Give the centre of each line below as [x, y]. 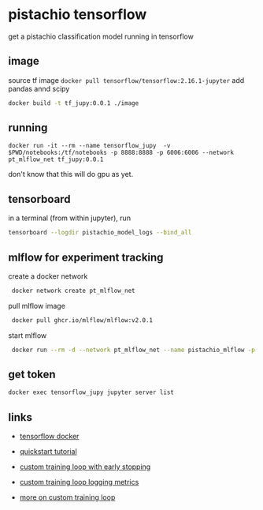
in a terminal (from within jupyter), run [70, 218]
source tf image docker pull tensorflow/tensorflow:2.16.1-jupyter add [126, 80]
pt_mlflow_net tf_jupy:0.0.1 [56, 159]
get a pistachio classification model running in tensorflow [101, 36]
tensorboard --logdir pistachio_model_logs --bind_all [100, 233]
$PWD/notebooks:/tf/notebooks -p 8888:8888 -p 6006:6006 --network [121, 153]
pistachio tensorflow [78, 15]
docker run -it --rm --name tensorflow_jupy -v [89, 146]
